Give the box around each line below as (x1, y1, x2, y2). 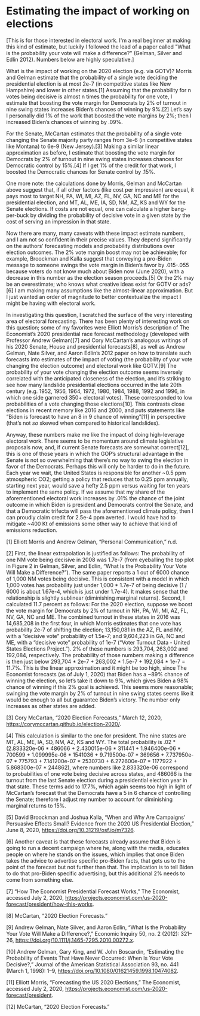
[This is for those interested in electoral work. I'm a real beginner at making (6, 37, 191, 44)
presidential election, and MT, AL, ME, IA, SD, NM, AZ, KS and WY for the (6, 199, 186, 206)
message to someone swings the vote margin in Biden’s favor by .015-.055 (6, 261, 189, 268)
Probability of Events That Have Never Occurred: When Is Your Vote (6, 954, 173, 961)
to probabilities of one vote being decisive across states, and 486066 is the (6, 770, 192, 777)
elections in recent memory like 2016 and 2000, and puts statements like (6, 406, 185, 414)
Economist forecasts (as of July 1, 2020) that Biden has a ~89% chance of (6, 670, 189, 678)
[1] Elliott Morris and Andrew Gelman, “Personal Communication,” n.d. (6, 538, 178, 545)
